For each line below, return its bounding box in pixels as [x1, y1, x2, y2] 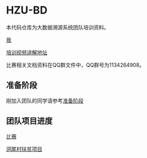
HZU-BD [6, 4, 48, 17]
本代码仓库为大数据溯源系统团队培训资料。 [6, 24, 109, 31]
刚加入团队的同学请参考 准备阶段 [6, 97, 83, 104]
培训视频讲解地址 [6, 48, 48, 56]
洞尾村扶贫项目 [6, 145, 42, 152]
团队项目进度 [6, 116, 53, 126]
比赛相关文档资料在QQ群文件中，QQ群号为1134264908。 [6, 61, 145, 68]
